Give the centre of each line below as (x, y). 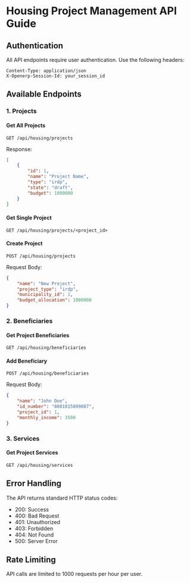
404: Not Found (34, 535)
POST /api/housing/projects (41, 256)
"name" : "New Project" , (46, 283)
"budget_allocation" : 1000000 (54, 300)
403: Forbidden (34, 528)
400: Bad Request (37, 516)
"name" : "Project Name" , (58, 177)
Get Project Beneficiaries (38, 335)
